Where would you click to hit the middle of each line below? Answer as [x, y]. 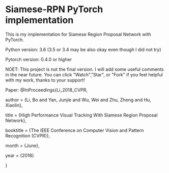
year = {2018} [20, 155]
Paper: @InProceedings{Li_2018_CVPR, [47, 90]
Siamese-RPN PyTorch [54, 9]
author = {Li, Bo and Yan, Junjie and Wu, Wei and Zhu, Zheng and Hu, [78, 100]
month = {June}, [22, 146]
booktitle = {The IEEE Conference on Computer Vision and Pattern [75, 130]
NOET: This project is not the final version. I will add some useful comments [84, 69]
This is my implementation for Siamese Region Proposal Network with [78, 34]
